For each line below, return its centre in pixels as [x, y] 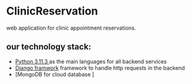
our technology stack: [49, 47]
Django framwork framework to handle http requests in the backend [100, 68]
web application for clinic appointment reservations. [71, 28]
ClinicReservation [52, 11]
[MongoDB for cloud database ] [55, 74]
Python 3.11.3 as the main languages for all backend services [91, 61]
